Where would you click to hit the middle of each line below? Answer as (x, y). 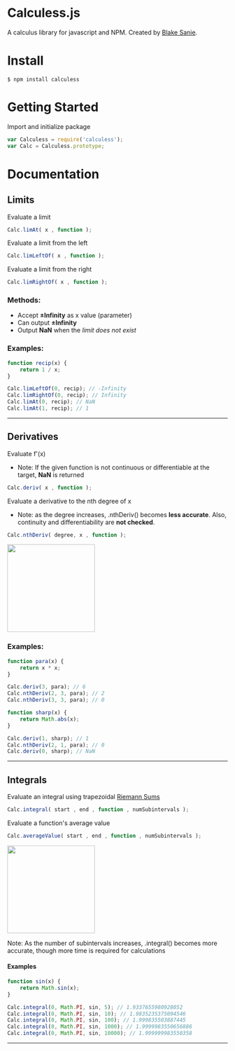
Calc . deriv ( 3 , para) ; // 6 (47, 687)
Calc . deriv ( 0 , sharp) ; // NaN (51, 751)
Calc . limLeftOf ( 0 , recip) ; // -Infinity (67, 389)
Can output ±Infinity (47, 323)
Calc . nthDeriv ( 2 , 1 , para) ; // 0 (56, 745)
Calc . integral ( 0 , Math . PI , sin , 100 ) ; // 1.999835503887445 (97, 1020)
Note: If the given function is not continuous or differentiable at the (113, 467)
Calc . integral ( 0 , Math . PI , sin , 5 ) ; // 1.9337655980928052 (95, 1007)
